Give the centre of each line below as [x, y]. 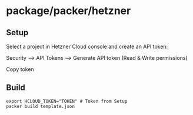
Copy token [20, 69]
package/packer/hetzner [69, 11]
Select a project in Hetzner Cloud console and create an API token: [87, 46]
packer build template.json [41, 106]
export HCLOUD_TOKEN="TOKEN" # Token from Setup [67, 101]
